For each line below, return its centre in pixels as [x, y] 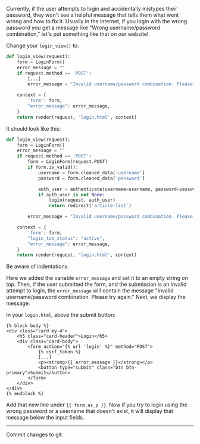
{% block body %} [28, 326]
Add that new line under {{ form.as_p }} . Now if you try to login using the [97, 405]
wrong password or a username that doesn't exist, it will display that [90, 411]
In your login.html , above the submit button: [61, 315]
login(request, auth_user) [82, 200]
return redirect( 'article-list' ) [90, 206]
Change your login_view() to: [43, 45]
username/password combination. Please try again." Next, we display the [96, 297]
